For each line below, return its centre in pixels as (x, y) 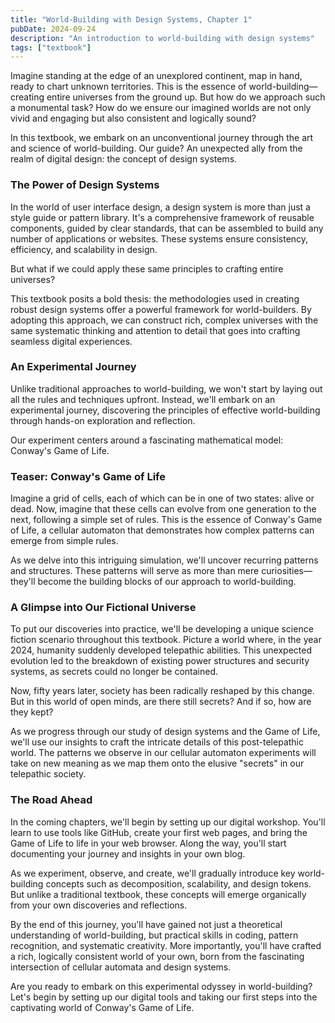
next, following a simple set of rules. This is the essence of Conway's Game (166, 520)
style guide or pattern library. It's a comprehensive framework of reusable (162, 217)
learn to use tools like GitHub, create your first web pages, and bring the (159, 832)
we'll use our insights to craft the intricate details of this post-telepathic (157, 742)
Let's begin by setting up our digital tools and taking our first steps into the (164, 997)
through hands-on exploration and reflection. (103, 420)
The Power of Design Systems (85, 185)
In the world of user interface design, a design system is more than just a (160, 207)
